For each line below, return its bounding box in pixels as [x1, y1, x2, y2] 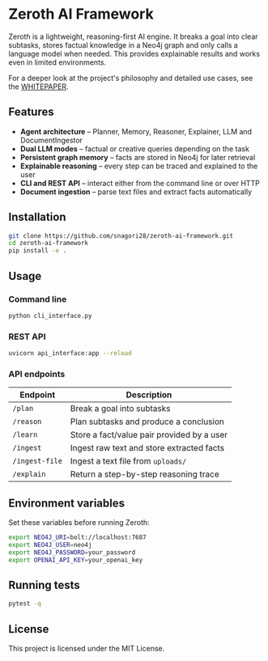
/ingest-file [12, 456, 63, 466]
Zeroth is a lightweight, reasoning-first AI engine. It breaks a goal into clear [8, 32, 258, 41]
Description [125, 389, 172, 400]
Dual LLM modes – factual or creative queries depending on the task [19, 143, 249, 154]
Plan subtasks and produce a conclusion [70, 416, 225, 427]
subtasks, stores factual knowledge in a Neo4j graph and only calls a [8, 40, 239, 49]
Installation [8, 210, 66, 224]
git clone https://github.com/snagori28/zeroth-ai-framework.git [8, 231, 233, 239]
